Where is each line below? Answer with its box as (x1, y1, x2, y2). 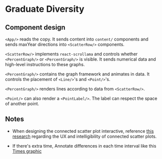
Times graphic (12, 148, 42, 154)
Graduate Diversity (5, 3, 85, 15)
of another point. (5, 101, 40, 107)
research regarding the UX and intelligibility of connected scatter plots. (12, 133, 157, 139)
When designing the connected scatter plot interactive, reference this (12, 128, 154, 134)
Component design (5, 23, 66, 32)
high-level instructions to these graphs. (5, 62, 85, 67)
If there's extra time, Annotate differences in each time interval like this (12, 143, 157, 149)
